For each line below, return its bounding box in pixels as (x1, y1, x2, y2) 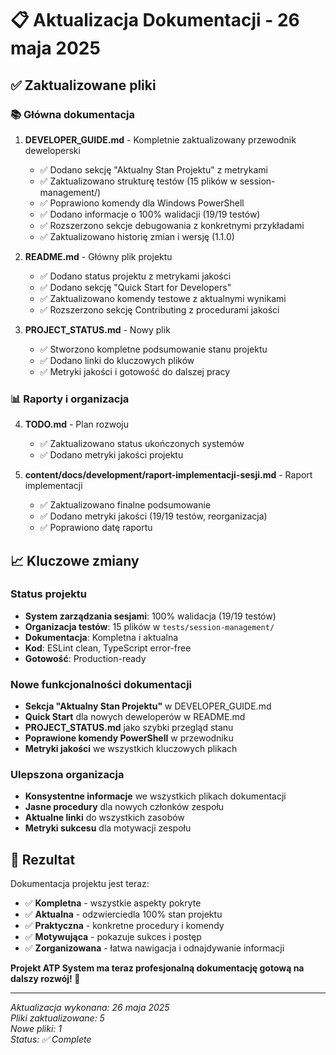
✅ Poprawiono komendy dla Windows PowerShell (39, 197, 245, 209)
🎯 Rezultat (10, 851, 76, 868)
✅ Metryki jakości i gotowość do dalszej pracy (39, 365, 231, 377)
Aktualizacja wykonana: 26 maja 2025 (10, 1002, 170, 1014)
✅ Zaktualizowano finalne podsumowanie (39, 499, 212, 511)
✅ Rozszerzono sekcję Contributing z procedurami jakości (39, 303, 280, 316)
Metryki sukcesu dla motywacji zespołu (24, 822, 192, 834)
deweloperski (24, 144, 81, 156)
